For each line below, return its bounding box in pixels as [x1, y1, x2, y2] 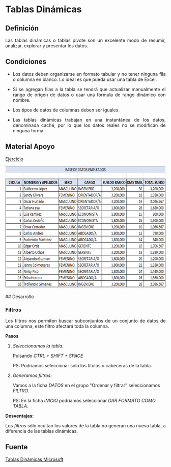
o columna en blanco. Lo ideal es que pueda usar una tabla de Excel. [12, 76, 157, 82]
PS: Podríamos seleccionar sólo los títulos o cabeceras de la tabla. [12, 362, 152, 368]
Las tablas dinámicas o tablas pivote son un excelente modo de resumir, [5, 37, 166, 43]
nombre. [12, 97, 31, 103]
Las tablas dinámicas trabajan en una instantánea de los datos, [12, 116, 166, 123]
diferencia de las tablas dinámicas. [5, 428, 78, 434]
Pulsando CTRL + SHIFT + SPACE [12, 353, 83, 359]
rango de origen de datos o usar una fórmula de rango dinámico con [12, 92, 166, 98]
